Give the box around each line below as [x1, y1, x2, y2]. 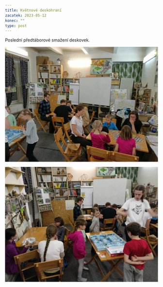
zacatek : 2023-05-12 [5, 13, 47, 18]
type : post [5, 23, 27, 28]
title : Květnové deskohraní [5, 8, 62, 13]
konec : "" [5, 18, 25, 23]
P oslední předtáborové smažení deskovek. [5, 37, 90, 43]
